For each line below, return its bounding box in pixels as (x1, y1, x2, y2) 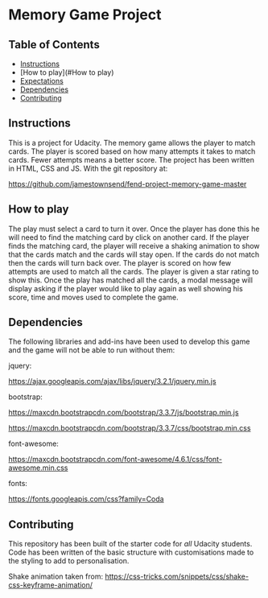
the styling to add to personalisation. (8, 556, 130, 566)
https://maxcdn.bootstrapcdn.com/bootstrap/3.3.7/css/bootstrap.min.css (8, 423, 251, 433)
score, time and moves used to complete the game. (8, 292, 179, 302)
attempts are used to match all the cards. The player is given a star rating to (8, 266, 259, 276)
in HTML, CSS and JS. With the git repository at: (8, 163, 168, 173)
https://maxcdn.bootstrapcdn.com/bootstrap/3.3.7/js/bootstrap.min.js (8, 408, 239, 418)
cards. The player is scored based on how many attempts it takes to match (8, 146, 256, 156)
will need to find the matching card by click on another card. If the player (8, 232, 249, 242)
